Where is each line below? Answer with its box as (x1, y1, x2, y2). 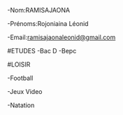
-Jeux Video (7, 88, 43, 95)
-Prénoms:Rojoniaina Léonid (7, 20, 89, 27)
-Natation (7, 101, 35, 109)
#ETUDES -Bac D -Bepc (7, 47, 77, 55)
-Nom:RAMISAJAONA (7, 6, 71, 14)
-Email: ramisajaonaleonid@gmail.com (7, 33, 116, 41)
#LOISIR (7, 60, 31, 69)
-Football (7, 74, 34, 82)
